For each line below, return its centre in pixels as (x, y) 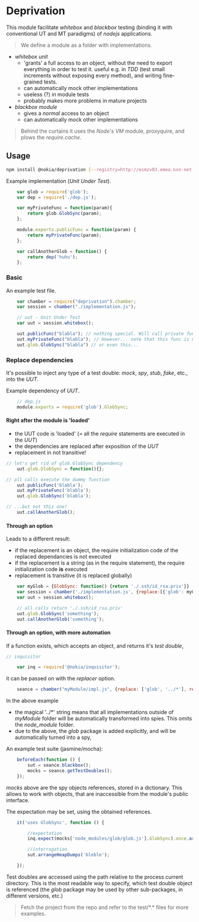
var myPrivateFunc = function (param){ (65, 208)
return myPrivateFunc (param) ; (65, 235)
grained (33, 82)
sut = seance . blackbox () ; (60, 766)
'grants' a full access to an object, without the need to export (98, 63)
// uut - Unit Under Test (49, 318)
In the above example (32, 701)
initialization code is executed (51, 569)
